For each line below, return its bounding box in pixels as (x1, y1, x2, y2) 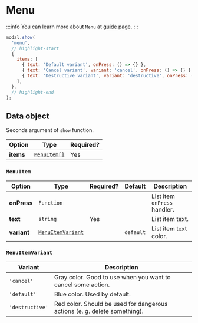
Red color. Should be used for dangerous (54, 299, 168, 308)
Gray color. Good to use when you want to (54, 273, 171, 281)
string (38, 216, 57, 222)
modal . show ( (6, 34, 35, 40)
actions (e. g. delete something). (54, 307, 144, 315)
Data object (6, 111, 49, 121)
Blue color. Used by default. (54, 290, 131, 298)
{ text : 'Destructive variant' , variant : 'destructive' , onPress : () (21, 73, 196, 79)
